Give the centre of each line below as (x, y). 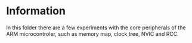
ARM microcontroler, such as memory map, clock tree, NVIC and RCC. (92, 33)
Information (36, 11)
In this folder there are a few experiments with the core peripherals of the (96, 27)
